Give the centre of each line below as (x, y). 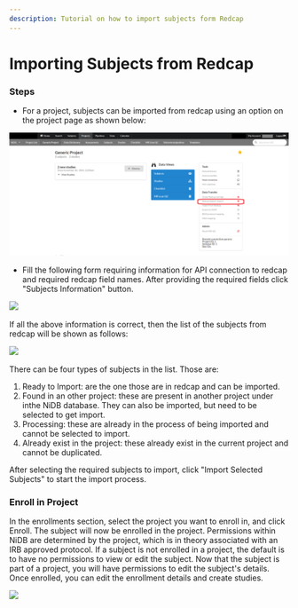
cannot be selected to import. (76, 433)
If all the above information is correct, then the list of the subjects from (138, 324)
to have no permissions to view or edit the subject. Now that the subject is (145, 558)
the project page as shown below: (84, 121)
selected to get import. (63, 415)
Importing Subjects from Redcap (132, 63)
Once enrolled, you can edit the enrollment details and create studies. (136, 578)
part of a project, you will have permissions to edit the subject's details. (140, 568)
